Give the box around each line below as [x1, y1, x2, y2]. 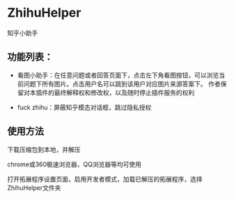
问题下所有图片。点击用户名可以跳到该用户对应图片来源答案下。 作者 [23, 79, 221, 88]
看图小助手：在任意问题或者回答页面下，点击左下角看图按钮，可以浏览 [17, 71, 219, 79]
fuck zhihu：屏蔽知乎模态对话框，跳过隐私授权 [17, 103, 152, 111]
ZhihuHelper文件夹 [7, 183, 61, 192]
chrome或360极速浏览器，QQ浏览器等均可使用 [7, 160, 141, 168]
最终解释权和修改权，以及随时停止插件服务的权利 [54, 88, 195, 97]
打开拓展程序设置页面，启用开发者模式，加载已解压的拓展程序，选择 [7, 175, 203, 183]
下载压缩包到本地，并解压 [7, 145, 81, 154]
